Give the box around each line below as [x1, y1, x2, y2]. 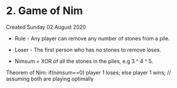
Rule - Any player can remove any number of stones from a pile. [14, 35, 170, 42]
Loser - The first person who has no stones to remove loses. [14, 46, 162, 53]
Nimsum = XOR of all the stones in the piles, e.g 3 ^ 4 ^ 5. [14, 57, 153, 65]
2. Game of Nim [6, 4, 84, 18]
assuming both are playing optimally [6, 75, 94, 82]
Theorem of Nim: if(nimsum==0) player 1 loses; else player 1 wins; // [6, 69, 172, 76]
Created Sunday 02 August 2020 [6, 23, 86, 31]
